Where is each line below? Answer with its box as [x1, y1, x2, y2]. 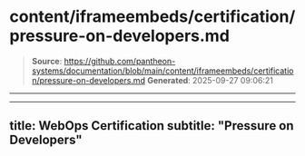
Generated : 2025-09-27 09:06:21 [146, 74, 274, 85]
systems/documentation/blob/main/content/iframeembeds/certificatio [31, 65, 294, 76]
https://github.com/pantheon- [64, 55, 176, 66]
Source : [31, 55, 63, 66]
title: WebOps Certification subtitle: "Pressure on [9, 118, 294, 133]
